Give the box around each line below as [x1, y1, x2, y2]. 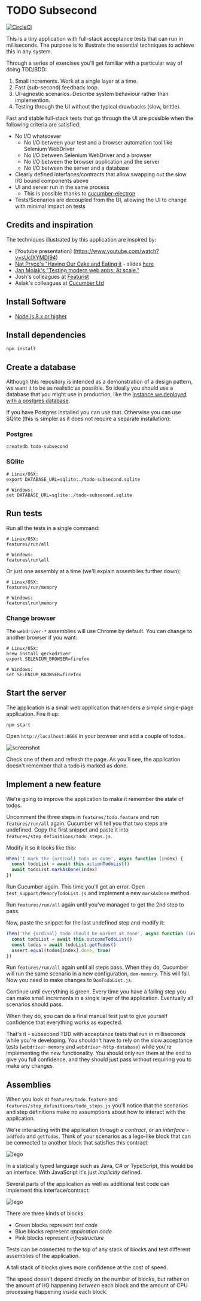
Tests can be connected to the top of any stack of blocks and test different [6, 1246, 190, 1253]
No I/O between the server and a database [23, 164, 129, 171]
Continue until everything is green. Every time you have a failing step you [6, 988, 187, 995]
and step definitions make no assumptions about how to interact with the [6, 1109, 185, 1116]
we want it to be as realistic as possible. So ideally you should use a [6, 384, 173, 391]
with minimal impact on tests [14, 202, 86, 210]
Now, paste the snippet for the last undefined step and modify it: [6, 919, 165, 926]
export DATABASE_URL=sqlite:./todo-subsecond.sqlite [6, 476, 141, 483]
